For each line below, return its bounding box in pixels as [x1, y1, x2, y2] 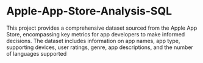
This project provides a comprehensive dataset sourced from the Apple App [6, 24, 198, 31]
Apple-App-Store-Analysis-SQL [6, 4, 173, 18]
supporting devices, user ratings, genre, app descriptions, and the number [6, 44, 194, 51]
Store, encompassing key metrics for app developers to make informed [6, 30, 185, 38]
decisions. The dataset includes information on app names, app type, [6, 37, 180, 44]
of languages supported [6, 50, 67, 57]
